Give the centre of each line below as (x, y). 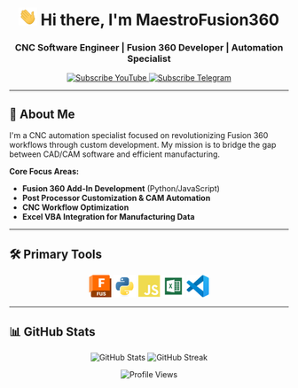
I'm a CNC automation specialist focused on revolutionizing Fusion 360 (139, 136)
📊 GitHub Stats (52, 332)
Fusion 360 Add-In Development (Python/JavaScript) (121, 189)
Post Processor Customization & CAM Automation (116, 198)
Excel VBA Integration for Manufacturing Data (108, 217)
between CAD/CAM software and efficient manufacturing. (114, 154)
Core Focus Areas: (44, 172)
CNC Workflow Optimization (75, 207)
